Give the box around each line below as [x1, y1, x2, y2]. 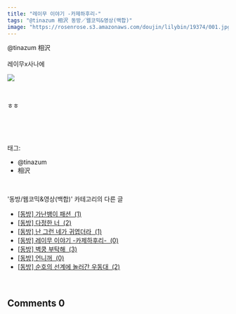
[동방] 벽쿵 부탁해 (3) [17, 245, 77, 253]
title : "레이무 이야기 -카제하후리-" [7, 10, 102, 18]
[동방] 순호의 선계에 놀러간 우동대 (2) [17, 263, 121, 271]
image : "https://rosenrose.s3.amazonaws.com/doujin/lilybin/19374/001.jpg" [7, 23, 234, 30]
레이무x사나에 [7, 60, 45, 68]
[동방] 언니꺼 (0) [17, 254, 65, 263]
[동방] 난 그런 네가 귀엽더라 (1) [17, 227, 103, 236]
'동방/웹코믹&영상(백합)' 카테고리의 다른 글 [7, 195, 124, 203]
